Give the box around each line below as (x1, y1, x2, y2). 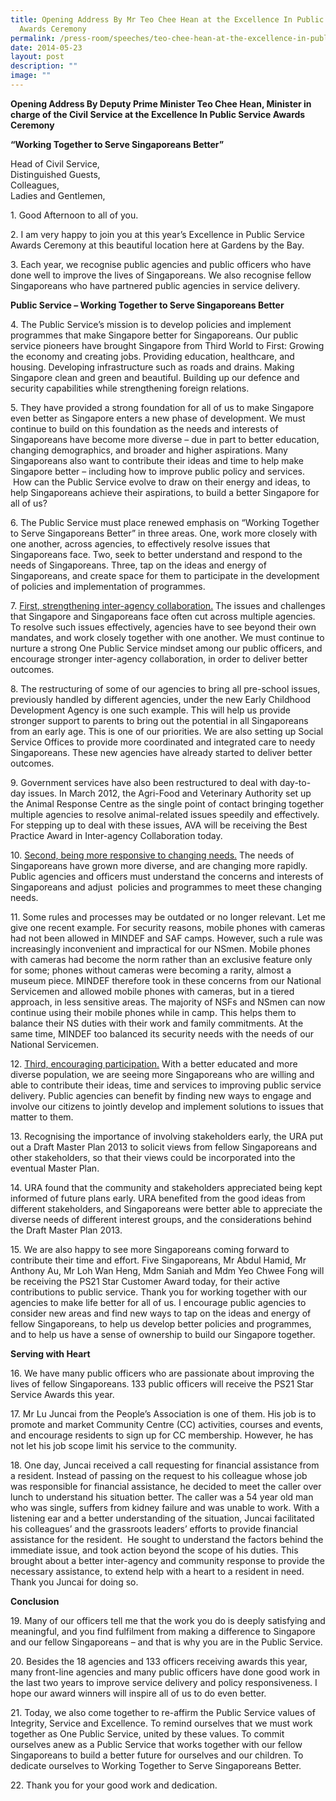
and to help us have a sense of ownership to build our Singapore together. (10, 1328, 316, 1340)
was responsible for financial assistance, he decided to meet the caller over (10, 1480, 322, 1492)
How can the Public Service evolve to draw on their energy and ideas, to (12, 476, 311, 488)
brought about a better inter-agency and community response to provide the (10, 1554, 325, 1566)
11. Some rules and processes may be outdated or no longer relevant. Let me (10, 911, 326, 923)
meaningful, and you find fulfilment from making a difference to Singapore (10, 1625, 316, 1637)
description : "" (10, 61, 78, 71)
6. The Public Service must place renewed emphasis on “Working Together (10, 516, 320, 528)
